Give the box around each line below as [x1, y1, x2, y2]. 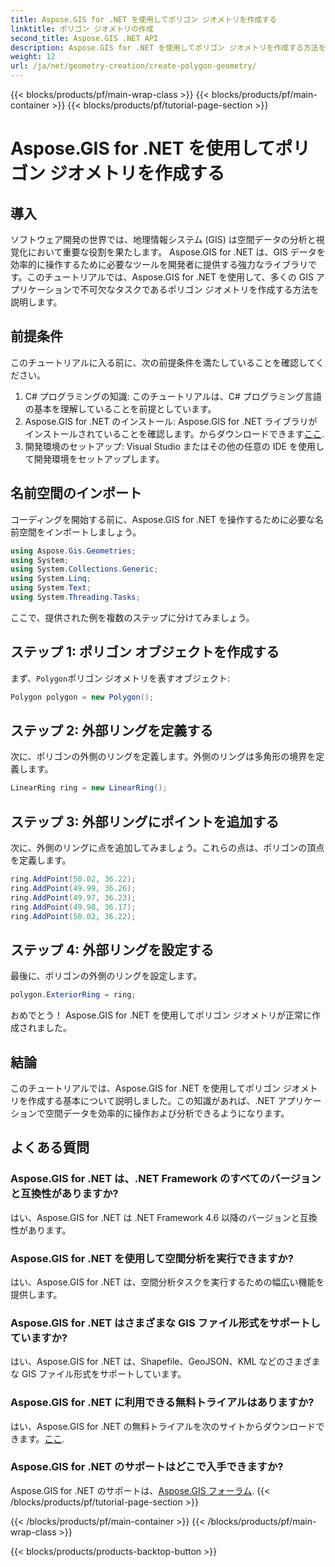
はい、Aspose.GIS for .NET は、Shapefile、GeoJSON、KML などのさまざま [10, 1356, 321, 1368]
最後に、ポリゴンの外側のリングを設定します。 [10, 970, 203, 982]
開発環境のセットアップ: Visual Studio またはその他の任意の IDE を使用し [24, 440, 325, 452]
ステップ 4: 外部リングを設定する [10, 941, 215, 958]
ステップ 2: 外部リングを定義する [10, 722, 214, 739]
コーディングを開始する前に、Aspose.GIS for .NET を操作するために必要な [10, 513, 316, 525]
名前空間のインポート [10, 485, 142, 502]
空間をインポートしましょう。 [18, 526, 142, 538]
